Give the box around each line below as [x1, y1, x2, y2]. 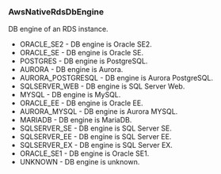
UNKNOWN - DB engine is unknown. [19, 157, 140, 167]
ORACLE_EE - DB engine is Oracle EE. [19, 98, 144, 108]
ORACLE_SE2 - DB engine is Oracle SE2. [19, 40, 152, 49]
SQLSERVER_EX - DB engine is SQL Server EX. [19, 141, 173, 150]
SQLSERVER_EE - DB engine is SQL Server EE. [19, 132, 172, 142]
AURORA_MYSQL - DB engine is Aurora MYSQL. [19, 107, 178, 116]
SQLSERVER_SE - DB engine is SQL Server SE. [19, 123, 173, 133]
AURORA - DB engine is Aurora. [19, 65, 124, 74]
